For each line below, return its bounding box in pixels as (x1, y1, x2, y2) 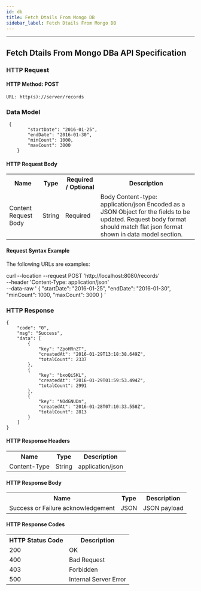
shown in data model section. (100, 230, 183, 239)
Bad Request (69, 556, 105, 564)
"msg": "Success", (17, 330, 63, 336)
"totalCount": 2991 (38, 382, 87, 389)
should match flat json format (100, 223, 183, 231)
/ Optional (65, 183, 95, 191)
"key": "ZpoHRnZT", (38, 346, 87, 352)
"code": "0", (17, 325, 50, 331)
